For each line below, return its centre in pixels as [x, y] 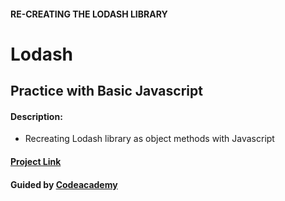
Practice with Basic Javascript [106, 91]
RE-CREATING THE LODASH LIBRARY [89, 14]
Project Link [36, 161]
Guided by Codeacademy [64, 184]
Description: [36, 116]
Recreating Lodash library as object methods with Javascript [149, 139]
